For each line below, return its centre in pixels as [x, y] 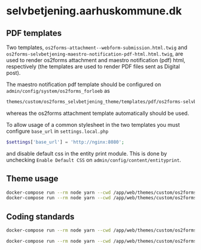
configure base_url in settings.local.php [57, 131]
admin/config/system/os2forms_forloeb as [58, 91]
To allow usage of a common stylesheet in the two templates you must [93, 124]
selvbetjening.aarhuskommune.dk [94, 11]
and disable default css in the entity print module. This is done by [87, 153]
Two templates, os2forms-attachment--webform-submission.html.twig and [97, 47]
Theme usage [32, 179]
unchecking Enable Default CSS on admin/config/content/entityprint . [94, 160]
